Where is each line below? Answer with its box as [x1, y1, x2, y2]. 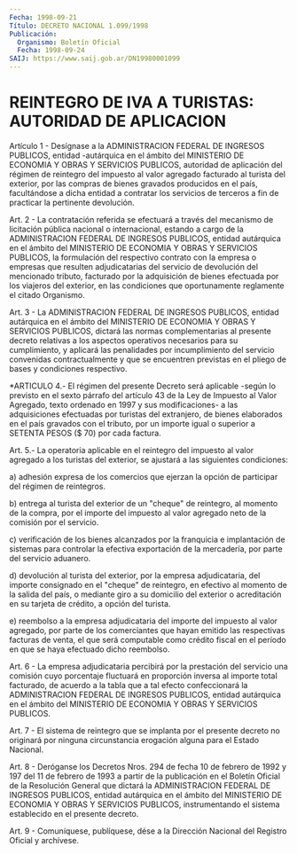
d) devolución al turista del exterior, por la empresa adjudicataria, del [9, 569, 261, 581]
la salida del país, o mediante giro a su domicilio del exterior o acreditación [9, 589, 282, 599]
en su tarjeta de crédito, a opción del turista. [9, 598, 171, 608]
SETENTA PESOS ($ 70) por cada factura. [9, 427, 161, 438]
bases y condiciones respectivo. [9, 363, 128, 373]
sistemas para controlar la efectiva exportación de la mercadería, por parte [9, 543, 283, 554]
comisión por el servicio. [9, 516, 99, 528]
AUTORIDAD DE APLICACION [9, 112, 227, 131]
